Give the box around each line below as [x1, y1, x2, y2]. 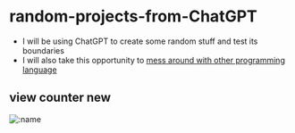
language [21, 64, 57, 75]
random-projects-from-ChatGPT [9, 6, 257, 27]
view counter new [9, 90, 112, 105]
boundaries [21, 45, 65, 55]
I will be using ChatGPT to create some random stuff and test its [21, 36, 258, 46]
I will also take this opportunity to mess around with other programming [21, 54, 286, 65]
